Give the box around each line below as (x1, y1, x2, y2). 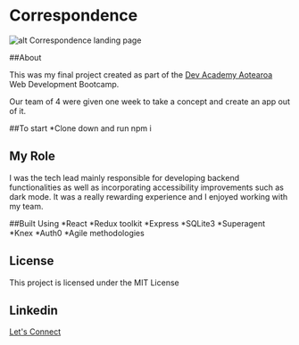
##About (9, 52, 42, 62)
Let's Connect (9, 326, 62, 337)
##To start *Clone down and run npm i (9, 122, 152, 134)
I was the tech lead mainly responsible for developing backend (9, 172, 239, 183)
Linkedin (9, 302, 58, 317)
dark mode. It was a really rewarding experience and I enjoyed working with (9, 191, 288, 201)
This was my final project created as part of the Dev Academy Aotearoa (9, 69, 273, 80)
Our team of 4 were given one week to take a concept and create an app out (9, 95, 290, 107)
